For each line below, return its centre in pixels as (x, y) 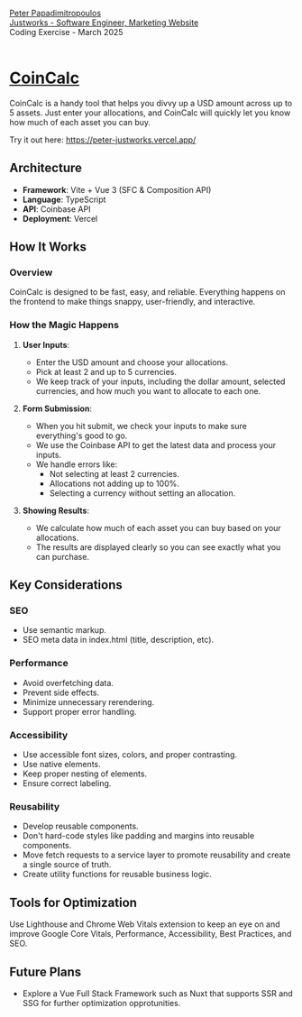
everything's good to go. (82, 435)
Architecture (46, 168)
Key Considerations (66, 585)
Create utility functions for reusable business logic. (117, 875)
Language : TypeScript (64, 199)
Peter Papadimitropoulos (55, 13)
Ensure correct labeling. (67, 783)
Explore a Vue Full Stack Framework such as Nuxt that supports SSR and (157, 993)
